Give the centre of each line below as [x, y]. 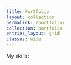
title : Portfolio [28, 12]
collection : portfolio [34, 28]
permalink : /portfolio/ [36, 22]
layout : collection [30, 17]
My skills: [18, 56]
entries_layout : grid [33, 34]
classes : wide [24, 39]
